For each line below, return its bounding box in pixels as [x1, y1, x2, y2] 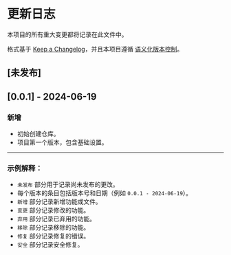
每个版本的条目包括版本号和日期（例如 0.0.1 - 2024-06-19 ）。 [16, 189, 192, 197]
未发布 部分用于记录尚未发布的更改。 [16, 180, 119, 189]
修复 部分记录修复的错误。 [16, 232, 90, 241]
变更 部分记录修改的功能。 [16, 206, 90, 214]
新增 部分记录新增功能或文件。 [16, 197, 102, 206]
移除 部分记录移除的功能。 [16, 223, 90, 232]
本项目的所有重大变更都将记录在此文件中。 [7, 30, 128, 38]
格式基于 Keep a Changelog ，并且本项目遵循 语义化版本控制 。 [7, 45, 184, 53]
